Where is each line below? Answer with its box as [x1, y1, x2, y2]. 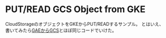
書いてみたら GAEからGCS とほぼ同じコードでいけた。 [5, 27, 117, 33]
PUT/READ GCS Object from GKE [5, 4, 146, 15]
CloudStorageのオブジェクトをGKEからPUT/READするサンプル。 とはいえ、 [5, 21, 164, 27]
